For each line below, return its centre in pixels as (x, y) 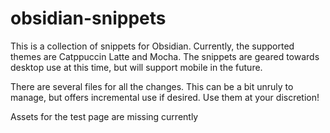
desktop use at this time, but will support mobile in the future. (136, 67)
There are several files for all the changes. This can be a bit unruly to (152, 86)
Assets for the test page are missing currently (104, 116)
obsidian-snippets (88, 18)
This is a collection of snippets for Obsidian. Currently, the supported (152, 46)
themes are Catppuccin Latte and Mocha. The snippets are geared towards (165, 56)
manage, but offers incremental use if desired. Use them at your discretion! (165, 97)
